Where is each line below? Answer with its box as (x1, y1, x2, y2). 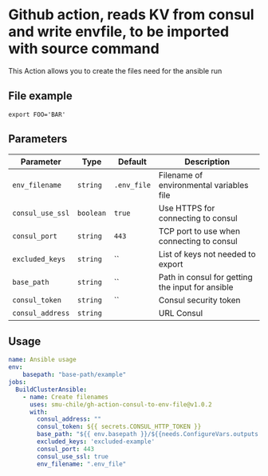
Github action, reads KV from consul (8, 6, 254, 24)
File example (8, 90, 73, 103)
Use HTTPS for (158, 202, 215, 214)
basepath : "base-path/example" (22, 370, 127, 379)
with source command (8, 40, 160, 58)
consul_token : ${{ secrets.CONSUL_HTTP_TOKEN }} (37, 422, 202, 431)
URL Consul (158, 307, 203, 318)
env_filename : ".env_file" (37, 460, 127, 468)
